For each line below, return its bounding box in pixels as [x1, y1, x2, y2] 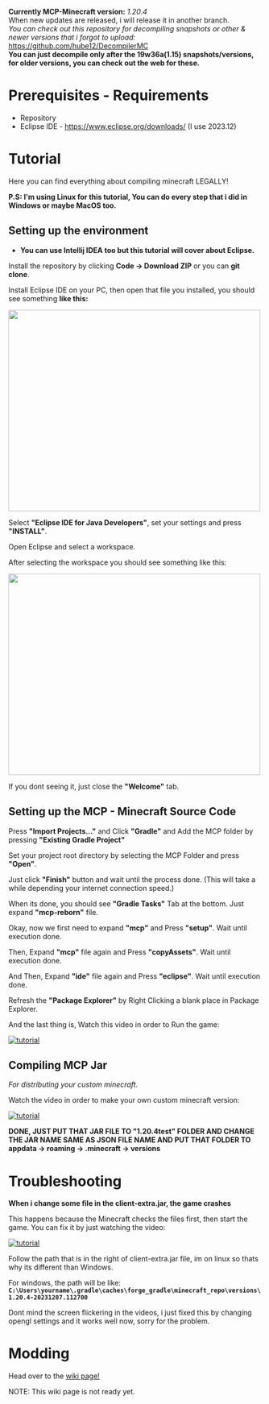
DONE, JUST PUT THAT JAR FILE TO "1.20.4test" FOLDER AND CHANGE [8, 1127, 255, 1137]
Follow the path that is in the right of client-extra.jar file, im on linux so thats [8, 1254, 259, 1264]
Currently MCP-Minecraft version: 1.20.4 [8, 7, 147, 16]
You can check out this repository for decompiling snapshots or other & [8, 24, 246, 33]
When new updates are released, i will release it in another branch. [8, 15, 230, 25]
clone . [8, 269, 30, 279]
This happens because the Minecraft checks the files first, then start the [8, 1214, 248, 1224]
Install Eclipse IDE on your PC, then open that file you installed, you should [8, 285, 255, 295]
